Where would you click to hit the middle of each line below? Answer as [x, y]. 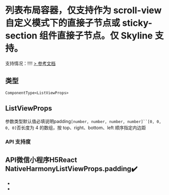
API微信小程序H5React [41, 160]
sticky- [137, 23]
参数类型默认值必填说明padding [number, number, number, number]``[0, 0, [83, 121]
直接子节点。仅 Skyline [105, 36]
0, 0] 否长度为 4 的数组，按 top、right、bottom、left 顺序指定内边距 [76, 128]
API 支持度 [18, 142]
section [21, 36]
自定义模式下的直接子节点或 [63, 23]
